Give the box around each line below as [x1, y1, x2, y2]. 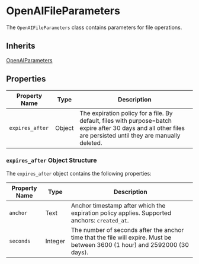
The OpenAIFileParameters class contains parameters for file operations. [6, 24, 182, 31]
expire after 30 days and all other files [79, 123, 185, 132]
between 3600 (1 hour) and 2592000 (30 [70, 240, 190, 249]
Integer [45, 237, 66, 245]
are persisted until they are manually [79, 131, 181, 139]
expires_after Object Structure [6, 156, 97, 164]
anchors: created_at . [70, 216, 129, 224]
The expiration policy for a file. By [79, 109, 173, 117]
